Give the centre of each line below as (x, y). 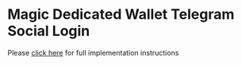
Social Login (49, 31)
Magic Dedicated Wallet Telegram (121, 14)
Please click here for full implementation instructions (93, 52)
